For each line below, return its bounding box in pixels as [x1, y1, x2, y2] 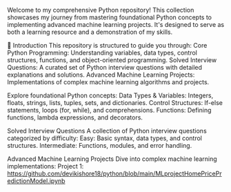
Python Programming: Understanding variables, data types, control [7, 48, 198, 57]
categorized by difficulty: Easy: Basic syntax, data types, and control [7, 134, 202, 142]
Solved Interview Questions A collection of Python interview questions [7, 127, 207, 135]
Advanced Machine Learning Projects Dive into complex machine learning [7, 155, 217, 163]
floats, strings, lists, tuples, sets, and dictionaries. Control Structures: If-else [7, 99, 223, 106]
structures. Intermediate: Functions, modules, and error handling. [7, 142, 192, 149]
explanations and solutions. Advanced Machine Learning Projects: [7, 70, 195, 79]
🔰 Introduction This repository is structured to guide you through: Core [7, 41, 208, 49]
